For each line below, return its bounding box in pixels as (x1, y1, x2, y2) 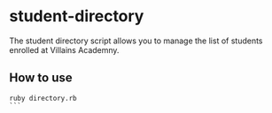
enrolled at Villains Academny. (9, 44, 120, 55)
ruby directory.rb (9, 94, 77, 102)
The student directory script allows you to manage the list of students (9, 35, 263, 46)
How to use (9, 71, 73, 86)
